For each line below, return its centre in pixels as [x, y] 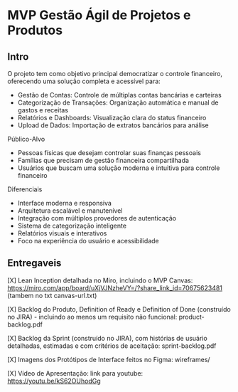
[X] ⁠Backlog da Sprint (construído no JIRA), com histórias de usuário [107, 338]
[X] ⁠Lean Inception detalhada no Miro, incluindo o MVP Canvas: [100, 280]
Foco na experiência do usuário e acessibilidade [88, 241]
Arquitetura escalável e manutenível [70, 211]
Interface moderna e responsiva [65, 203]
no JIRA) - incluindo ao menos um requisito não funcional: [92, 317]
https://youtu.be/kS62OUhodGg [54, 381]
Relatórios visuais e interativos [62, 233]
